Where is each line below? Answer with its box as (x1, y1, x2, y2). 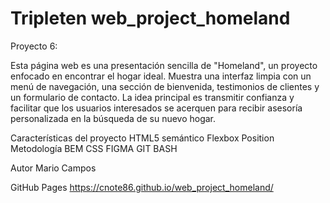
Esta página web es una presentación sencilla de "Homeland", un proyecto (10, 59, 318, 71)
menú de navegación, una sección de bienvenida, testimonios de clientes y (10, 80, 320, 92)
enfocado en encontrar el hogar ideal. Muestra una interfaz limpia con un (10, 70, 312, 82)
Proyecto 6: (10, 40, 58, 52)
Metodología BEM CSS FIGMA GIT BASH (10, 142, 178, 154)
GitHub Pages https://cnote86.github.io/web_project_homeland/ (10, 181, 274, 193)
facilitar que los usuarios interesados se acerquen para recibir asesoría (10, 102, 303, 114)
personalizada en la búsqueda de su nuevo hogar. (10, 112, 217, 124)
